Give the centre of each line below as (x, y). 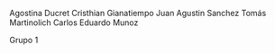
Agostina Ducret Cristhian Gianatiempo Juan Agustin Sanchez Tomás (138, 13)
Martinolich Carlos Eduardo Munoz (74, 22)
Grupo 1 (24, 40)
